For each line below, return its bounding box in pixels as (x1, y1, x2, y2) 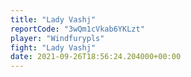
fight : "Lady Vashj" (10, 42, 97, 53)
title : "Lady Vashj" (10, 14, 97, 25)
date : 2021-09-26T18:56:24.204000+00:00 (10, 52, 182, 62)
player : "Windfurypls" (10, 33, 105, 43)
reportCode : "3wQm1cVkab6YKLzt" (10, 24, 145, 34)
